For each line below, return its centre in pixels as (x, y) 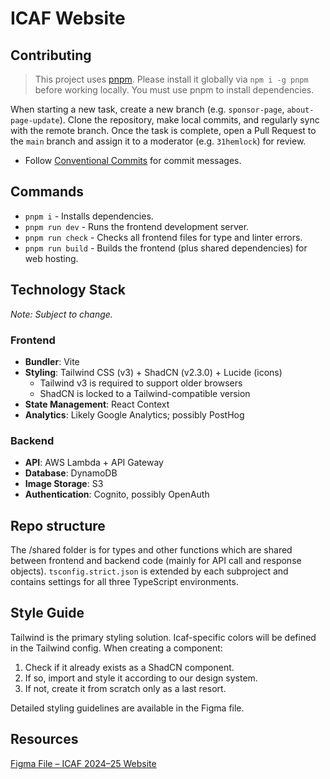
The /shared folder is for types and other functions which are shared (151, 550)
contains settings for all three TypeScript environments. (124, 582)
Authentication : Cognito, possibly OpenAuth (117, 494)
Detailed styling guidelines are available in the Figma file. (127, 708)
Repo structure (58, 525)
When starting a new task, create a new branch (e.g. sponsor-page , (147, 109)
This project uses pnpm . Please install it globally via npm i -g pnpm (171, 79)
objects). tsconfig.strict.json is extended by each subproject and (149, 571)
